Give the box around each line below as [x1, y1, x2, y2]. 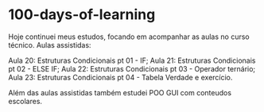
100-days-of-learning [8, 6, 156, 24]
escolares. [8, 96, 42, 106]
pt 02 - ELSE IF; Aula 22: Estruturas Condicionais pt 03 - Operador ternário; [8, 64, 256, 73]
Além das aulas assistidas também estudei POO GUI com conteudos [8, 87, 232, 97]
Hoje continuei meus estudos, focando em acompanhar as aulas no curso [8, 32, 250, 41]
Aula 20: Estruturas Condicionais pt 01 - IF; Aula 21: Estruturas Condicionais [8, 56, 256, 65]
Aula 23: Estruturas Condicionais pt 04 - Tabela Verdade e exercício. [8, 72, 233, 82]
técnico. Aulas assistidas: [8, 40, 91, 49]
